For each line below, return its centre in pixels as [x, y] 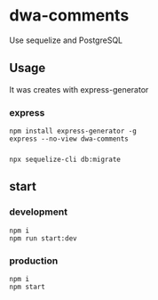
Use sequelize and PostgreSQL [66, 40]
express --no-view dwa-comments [69, 139]
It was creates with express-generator [79, 89]
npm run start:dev [43, 238]
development [39, 212]
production [34, 261]
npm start [28, 287]
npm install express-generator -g [73, 131]
